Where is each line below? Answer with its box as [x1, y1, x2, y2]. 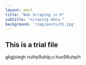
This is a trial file [5, 40, 58, 49]
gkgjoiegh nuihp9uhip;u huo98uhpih [5, 54, 81, 60]
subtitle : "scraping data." [5, 17, 65, 22]
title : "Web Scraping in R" [5, 12, 65, 17]
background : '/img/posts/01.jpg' [5, 21, 76, 27]
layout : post [5, 7, 33, 13]
